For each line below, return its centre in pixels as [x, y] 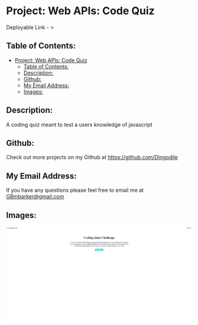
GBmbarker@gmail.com [35, 197]
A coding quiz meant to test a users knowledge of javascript [79, 124]
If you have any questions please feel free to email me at [75, 190]
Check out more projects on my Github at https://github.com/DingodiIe [92, 157]
